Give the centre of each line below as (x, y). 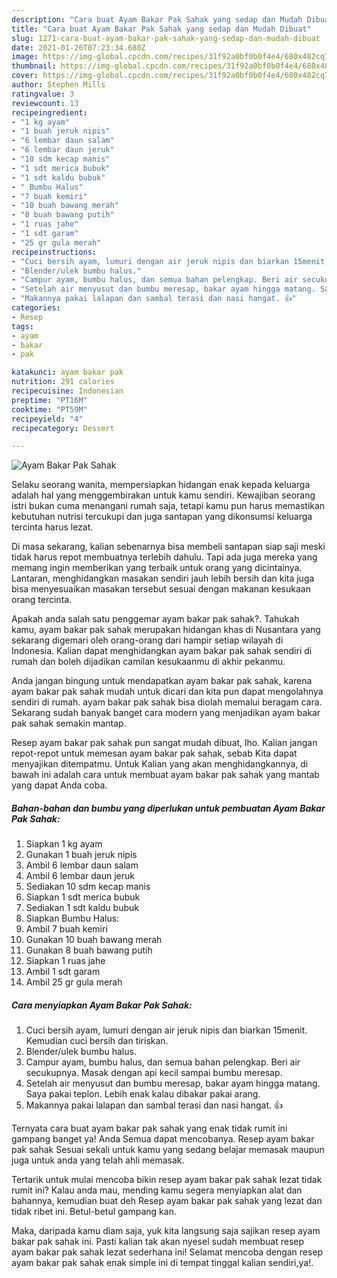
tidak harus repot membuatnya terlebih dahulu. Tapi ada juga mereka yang (164, 557)
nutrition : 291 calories (63, 382)
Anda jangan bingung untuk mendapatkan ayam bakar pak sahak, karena (162, 681)
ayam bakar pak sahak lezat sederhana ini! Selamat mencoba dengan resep (167, 1252)
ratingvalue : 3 (43, 94)
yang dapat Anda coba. (59, 785)
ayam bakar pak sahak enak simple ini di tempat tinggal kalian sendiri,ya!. (162, 1263)
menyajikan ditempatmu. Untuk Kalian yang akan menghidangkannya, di (160, 764)
